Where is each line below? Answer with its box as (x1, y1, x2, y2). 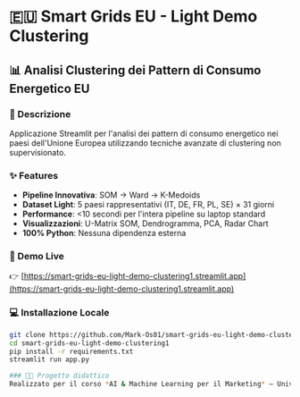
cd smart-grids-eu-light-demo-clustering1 (9, 338, 170, 348)
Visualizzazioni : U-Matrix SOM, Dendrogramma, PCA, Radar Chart (21, 218, 270, 229)
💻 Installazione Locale (9, 307, 110, 319)
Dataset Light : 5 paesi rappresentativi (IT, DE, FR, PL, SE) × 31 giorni (21, 199, 275, 210)
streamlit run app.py (9, 355, 90, 364)
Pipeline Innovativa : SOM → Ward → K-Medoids (21, 190, 201, 200)
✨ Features (9, 169, 59, 182)
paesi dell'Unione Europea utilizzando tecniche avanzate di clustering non (9, 137, 281, 148)
